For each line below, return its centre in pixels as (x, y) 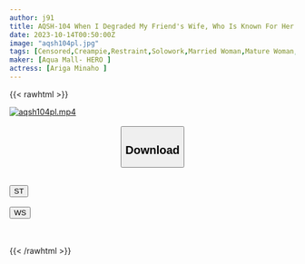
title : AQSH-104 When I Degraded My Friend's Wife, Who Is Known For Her (152, 26)
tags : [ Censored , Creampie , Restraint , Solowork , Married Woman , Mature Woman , (154, 52)
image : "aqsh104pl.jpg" (54, 43)
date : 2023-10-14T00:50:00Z (63, 34)
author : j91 (32, 18)
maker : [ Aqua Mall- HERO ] (60, 60)
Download (152, 150)
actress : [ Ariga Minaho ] (58, 69)
